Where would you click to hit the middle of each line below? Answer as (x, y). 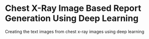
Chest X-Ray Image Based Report (73, 8)
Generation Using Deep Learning (72, 18)
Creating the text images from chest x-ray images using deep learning (75, 31)
